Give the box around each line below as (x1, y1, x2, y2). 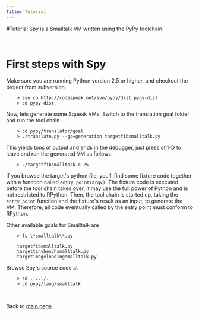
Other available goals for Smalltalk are (6, 221, 99, 229)
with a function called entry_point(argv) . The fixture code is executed (6, 178, 179, 185)
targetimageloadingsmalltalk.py (17, 254, 97, 260)
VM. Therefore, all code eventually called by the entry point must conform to (6, 203, 194, 211)
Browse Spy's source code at (6, 264, 78, 271)
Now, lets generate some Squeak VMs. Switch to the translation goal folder (6, 110, 189, 118)
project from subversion (6, 83, 65, 90)
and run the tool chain (6, 116, 60, 124)
